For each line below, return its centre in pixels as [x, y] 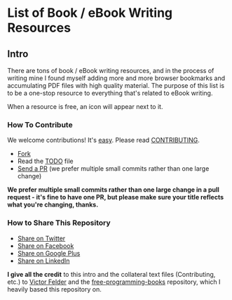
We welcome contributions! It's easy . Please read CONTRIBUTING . [103, 140]
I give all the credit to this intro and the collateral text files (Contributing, [111, 274]
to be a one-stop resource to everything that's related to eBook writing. [110, 93]
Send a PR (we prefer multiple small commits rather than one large [113, 169]
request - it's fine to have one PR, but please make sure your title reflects [116, 197]
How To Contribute [40, 124]
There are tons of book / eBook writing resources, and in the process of [111, 71]
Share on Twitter [41, 238]
